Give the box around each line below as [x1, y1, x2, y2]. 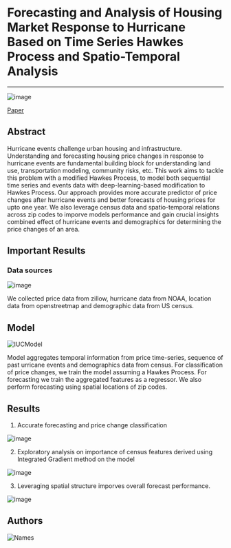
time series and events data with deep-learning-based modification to [7, 181, 206, 189]
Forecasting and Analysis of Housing [7, 5, 223, 21]
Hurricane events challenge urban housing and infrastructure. [7, 144, 182, 152]
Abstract [7, 126, 46, 138]
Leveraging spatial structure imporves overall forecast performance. [16, 482, 211, 490]
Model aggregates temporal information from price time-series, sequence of [7, 354, 223, 362]
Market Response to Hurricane [7, 19, 186, 35]
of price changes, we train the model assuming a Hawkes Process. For [7, 368, 208, 376]
